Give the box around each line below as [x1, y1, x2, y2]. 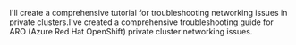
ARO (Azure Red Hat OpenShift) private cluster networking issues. [9, 26, 253, 36]
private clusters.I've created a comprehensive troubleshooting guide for [9, 17, 275, 27]
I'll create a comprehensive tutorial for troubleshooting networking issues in [9, 8, 288, 18]
